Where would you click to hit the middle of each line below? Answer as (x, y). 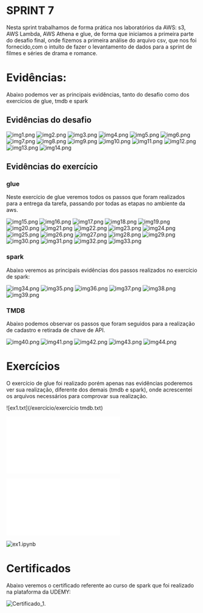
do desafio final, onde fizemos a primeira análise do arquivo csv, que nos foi (101, 40)
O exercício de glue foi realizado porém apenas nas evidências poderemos (99, 383)
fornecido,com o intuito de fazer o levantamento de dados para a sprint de (99, 47)
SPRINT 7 (30, 11)
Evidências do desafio (49, 120)
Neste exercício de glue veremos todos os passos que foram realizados (96, 197)
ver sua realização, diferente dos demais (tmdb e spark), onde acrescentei (99, 390)
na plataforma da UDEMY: (38, 592)
